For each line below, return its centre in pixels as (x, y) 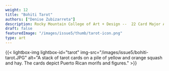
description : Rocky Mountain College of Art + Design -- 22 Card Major (83, 24)
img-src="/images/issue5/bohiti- (114, 52)
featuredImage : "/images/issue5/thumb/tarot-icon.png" (64, 33)
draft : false (19, 29)
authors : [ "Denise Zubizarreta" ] (40, 19)
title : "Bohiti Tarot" (29, 15)
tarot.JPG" (16, 57)
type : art (16, 38)
